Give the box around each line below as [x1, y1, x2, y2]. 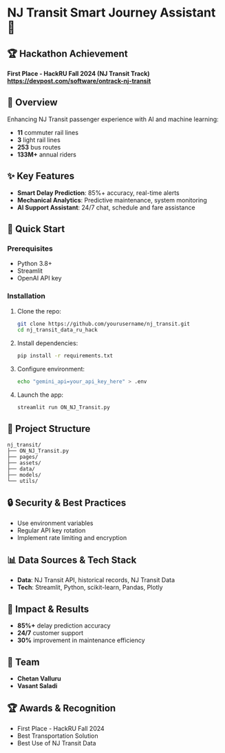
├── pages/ [7, 453, 39, 460]
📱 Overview [7, 96, 58, 108]
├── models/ [7, 471, 41, 478]
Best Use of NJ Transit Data [17, 739, 96, 747]
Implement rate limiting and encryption [17, 533, 127, 541]
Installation [7, 291, 46, 301]
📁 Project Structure [7, 423, 91, 435]
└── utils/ [7, 477, 39, 484]
